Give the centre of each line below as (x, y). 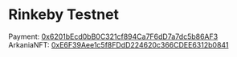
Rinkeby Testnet (63, 15)
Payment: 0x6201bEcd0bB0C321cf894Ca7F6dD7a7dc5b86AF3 (113, 36)
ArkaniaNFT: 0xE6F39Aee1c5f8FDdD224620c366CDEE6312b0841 (118, 44)
